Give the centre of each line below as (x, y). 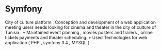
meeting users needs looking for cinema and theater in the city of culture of (80, 27)
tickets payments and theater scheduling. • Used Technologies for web (76, 37)
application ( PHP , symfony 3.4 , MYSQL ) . (48, 42)
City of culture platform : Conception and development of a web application (80, 22)
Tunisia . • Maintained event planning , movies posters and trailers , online (79, 32)
